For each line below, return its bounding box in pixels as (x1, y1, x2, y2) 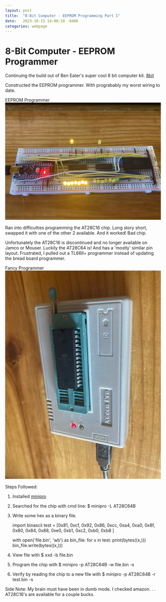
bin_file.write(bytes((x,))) (12, 542, 63, 548)
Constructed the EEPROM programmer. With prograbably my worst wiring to (5, 82, 161, 88)
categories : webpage (5, 24, 48, 29)
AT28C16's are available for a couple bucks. (5, 592, 95, 598)
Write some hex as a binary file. (12, 513, 77, 519)
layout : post (5, 8, 32, 13)
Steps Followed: (5, 484, 38, 490)
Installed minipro (12, 493, 46, 499)
